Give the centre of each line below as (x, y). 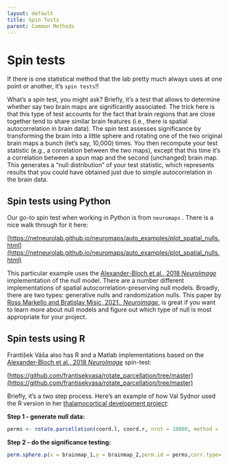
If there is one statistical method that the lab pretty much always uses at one (114, 79)
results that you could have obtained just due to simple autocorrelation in (110, 173)
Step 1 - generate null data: (46, 416)
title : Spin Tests (33, 20)
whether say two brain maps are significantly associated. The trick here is (111, 107)
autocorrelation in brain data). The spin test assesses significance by (104, 129)
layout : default (30, 13)
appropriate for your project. (47, 317)
